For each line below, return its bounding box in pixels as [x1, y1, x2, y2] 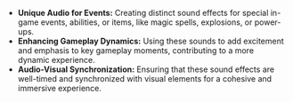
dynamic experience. [17, 55, 95, 65]
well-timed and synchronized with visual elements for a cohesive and [17, 74, 273, 83]
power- [254, 17, 281, 27]
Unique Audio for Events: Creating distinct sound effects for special [17, 8, 269, 18]
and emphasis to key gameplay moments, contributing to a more [17, 45, 255, 56]
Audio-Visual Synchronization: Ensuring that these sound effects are [17, 64, 274, 75]
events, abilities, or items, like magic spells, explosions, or [40, 17, 253, 27]
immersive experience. [17, 83, 102, 93]
